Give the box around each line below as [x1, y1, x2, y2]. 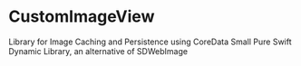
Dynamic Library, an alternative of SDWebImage [8, 45, 188, 56]
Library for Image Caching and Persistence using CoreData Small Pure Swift [8, 36, 292, 47]
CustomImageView [8, 6, 155, 27]
